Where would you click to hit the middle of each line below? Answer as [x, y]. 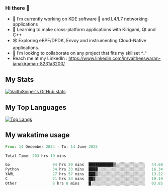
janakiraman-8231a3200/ [39, 64]
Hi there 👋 [18, 8]
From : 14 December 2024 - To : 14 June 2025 [52, 147]
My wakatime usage [37, 135]
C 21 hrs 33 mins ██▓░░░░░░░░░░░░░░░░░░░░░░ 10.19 [84, 179]
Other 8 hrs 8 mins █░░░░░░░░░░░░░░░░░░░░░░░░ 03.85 [84, 183]
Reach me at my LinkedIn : [40, 58]
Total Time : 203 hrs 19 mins [36, 156]
